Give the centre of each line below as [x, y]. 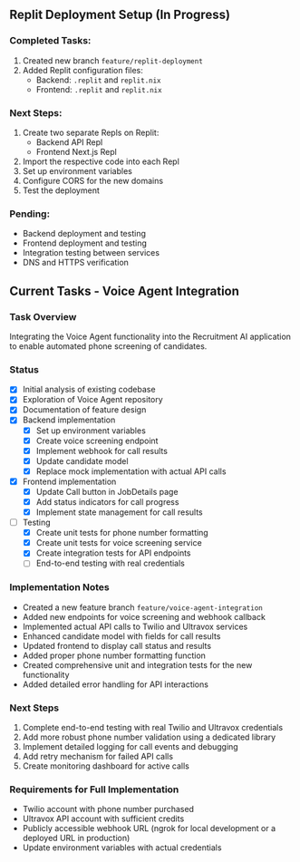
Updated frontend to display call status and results [116, 645]
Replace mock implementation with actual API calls [131, 471]
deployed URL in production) [76, 838]
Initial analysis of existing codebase [89, 390]
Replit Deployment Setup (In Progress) [120, 15]
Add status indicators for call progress [107, 501]
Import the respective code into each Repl [101, 161]
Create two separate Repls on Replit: [91, 132]
